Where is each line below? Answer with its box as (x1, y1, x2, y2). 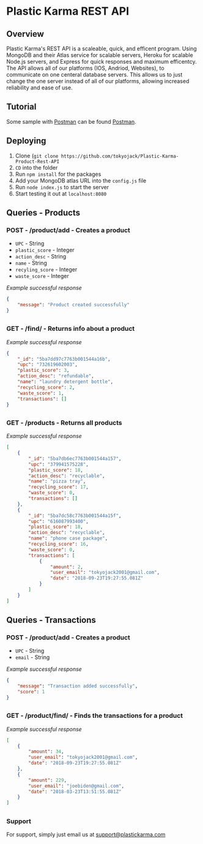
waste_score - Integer (15, 273, 69, 280)
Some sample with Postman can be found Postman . (6, 118, 136, 125)
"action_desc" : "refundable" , (17, 373, 95, 379)
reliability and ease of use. (6, 84, 73, 91)
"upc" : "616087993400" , (28, 518, 89, 524)
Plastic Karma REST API (6, 4, 130, 18)
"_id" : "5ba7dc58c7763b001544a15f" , (28, 513, 122, 519)
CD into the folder (15, 164, 58, 171)
